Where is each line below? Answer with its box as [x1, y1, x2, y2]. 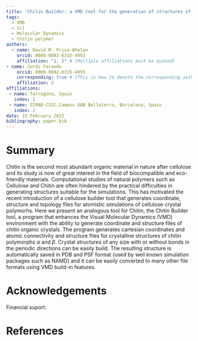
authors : [6, 42, 28, 48]
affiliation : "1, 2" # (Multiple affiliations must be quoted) [16, 58, 176, 64]
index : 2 [14, 107, 35, 113]
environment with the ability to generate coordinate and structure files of [6, 219, 183, 227]
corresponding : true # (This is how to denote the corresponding [16, 74, 181, 80]
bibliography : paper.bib [6, 119, 67, 124]
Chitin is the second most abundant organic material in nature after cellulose [6, 163, 192, 170]
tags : [6, 14, 19, 20]
